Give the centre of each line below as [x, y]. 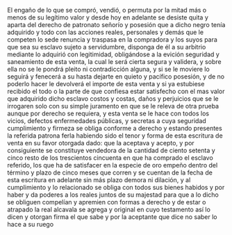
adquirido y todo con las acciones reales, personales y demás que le [105, 32]
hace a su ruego [31, 224]
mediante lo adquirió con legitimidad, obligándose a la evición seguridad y [114, 54]
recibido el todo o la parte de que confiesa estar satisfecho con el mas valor [116, 91]
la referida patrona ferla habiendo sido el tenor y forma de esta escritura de [115, 136]
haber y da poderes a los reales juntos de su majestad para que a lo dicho [113, 195]
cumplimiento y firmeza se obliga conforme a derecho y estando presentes [115, 128]
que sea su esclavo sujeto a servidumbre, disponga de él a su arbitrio [107, 47]
